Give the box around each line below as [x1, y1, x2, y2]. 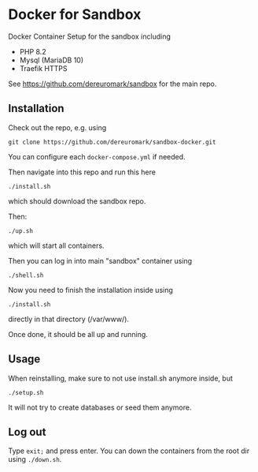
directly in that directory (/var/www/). [8, 314, 130, 324]
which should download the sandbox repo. [8, 196, 146, 206]
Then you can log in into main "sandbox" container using [8, 256, 193, 265]
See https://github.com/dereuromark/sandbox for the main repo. [8, 79, 217, 88]
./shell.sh [8, 271, 44, 279]
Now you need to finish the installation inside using [8, 285, 173, 294]
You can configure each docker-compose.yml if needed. [8, 152, 186, 161]
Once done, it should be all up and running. [8, 329, 148, 339]
